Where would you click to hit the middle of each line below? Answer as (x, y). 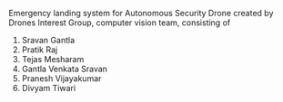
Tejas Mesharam (53, 59)
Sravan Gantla (48, 40)
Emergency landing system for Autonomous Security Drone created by (141, 13)
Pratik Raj (40, 50)
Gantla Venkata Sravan (65, 69)
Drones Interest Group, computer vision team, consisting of (120, 23)
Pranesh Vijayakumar (61, 79)
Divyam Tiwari (49, 88)
